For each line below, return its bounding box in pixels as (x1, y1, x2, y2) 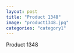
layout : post (6, 8, 38, 15)
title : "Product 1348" (6, 14, 61, 20)
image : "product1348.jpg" (6, 19, 69, 25)
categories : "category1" (6, 25, 66, 31)
